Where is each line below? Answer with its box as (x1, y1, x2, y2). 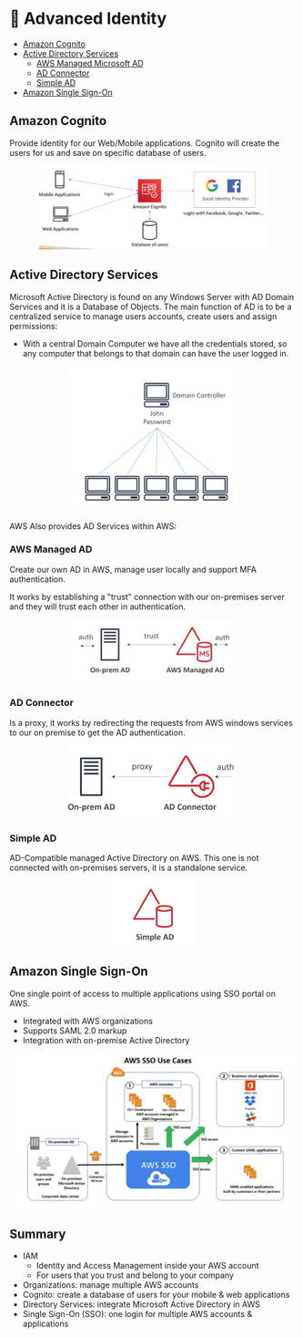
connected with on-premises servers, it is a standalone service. (9, 862, 248, 874)
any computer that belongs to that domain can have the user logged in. (22, 347, 289, 358)
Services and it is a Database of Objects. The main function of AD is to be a (9, 301, 292, 312)
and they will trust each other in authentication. (9, 601, 187, 612)
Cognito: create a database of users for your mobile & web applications (22, 1290, 290, 1300)
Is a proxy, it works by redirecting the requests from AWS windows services (9, 717, 293, 728)
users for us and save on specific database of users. (9, 147, 207, 158)
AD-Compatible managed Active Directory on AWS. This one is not (9, 853, 259, 864)
